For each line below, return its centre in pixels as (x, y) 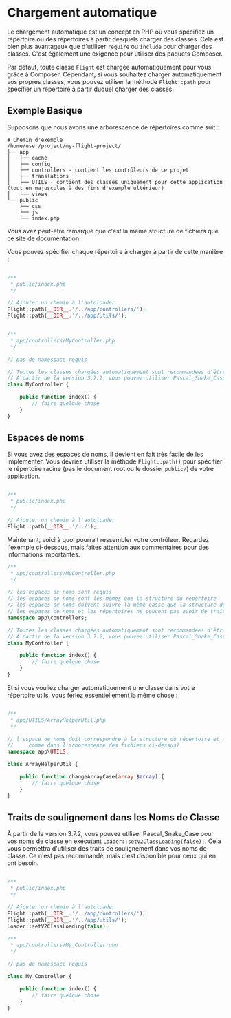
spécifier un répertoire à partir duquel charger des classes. (90, 89)
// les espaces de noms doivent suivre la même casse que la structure (112, 605)
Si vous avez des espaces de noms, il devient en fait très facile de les (106, 454)
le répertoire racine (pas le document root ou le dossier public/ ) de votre (111, 469)
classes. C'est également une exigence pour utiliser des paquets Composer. (115, 54)
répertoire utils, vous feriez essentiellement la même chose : (92, 695)
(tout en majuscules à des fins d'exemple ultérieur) (86, 188)
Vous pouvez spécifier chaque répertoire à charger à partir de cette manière (115, 251)
